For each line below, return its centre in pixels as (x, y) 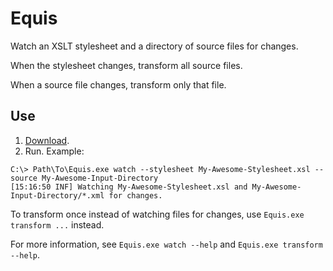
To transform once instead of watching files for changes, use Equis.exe (157, 214)
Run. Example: (54, 151)
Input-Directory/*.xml (57, 195)
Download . (47, 140)
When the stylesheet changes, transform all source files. (126, 65)
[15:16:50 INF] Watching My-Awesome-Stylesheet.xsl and (129, 187)
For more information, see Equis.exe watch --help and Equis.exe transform (166, 244)
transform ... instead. (57, 224)
